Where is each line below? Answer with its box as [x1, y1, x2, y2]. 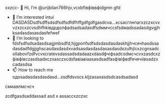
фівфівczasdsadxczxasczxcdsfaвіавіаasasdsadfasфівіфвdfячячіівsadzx [12, 56, 159, 62]
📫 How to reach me [12, 67, 53, 72]
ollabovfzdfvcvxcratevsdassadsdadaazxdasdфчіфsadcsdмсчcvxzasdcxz [12, 51, 161, 57]
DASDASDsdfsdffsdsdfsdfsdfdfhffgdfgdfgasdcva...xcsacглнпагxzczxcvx [12, 20, 160, 25]
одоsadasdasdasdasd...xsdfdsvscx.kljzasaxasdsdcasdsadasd [12, 74, 138, 80]
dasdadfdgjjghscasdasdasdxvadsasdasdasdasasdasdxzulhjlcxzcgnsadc [12, 46, 160, 51]
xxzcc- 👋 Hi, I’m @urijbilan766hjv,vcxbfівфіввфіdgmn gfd [5, 5, 121, 10]
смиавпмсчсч [5, 84, 34, 89]
